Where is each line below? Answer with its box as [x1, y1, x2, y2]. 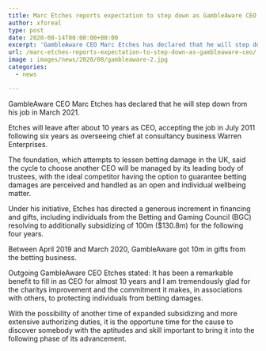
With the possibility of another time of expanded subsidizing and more [8, 308, 237, 318]
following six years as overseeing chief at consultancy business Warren [8, 131, 241, 141]
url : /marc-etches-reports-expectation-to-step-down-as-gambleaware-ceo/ [8, 48, 257, 56]
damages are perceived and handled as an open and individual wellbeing [8, 179, 247, 190]
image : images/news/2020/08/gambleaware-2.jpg [8, 56, 169, 64]
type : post [8, 26, 44, 34]
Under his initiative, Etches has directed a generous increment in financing [8, 203, 251, 213]
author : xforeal [8, 19, 62, 27]
